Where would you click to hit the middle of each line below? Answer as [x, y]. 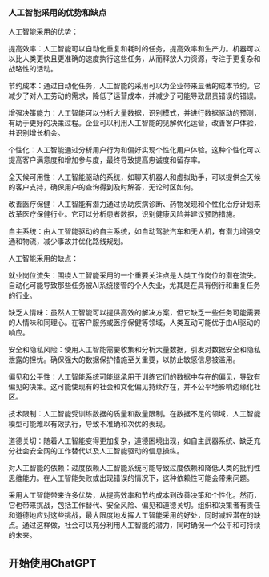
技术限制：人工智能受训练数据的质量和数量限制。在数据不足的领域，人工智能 [134, 414]
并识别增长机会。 [36, 133]
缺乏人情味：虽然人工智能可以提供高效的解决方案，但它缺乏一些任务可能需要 [134, 313]
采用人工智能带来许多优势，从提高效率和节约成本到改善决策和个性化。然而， [134, 495]
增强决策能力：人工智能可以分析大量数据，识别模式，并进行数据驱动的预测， [134, 113]
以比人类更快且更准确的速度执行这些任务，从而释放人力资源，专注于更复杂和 [134, 59]
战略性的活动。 [33, 69]
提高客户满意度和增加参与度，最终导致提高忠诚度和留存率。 [106, 160]
